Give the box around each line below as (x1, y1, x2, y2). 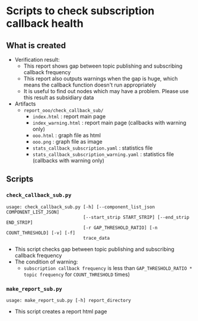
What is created (6, 40, 66, 50)
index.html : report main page (32, 113, 106, 120)
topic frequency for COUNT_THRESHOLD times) (23, 271, 130, 278)
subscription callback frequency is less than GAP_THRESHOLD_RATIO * (23, 264, 193, 271)
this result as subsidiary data (23, 94, 94, 101)
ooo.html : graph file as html (32, 132, 101, 139)
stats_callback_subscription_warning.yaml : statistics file (32, 151, 174, 158)
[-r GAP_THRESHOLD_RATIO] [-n (82, 224, 158, 231)
